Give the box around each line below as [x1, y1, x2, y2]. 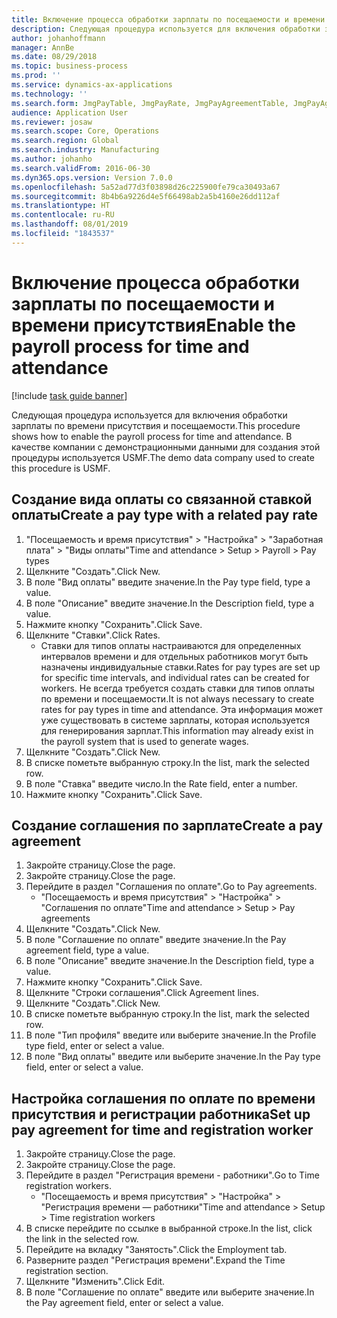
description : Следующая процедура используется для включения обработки [11, 24, 321, 34]
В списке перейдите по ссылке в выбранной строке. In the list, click [25, 1222, 313, 1235]
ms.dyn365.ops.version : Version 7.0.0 [11, 172, 173, 183]
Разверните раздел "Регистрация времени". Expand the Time [25, 1254, 286, 1266]
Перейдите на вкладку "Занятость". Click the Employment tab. [25, 1244, 288, 1256]
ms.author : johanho [11, 154, 93, 164]
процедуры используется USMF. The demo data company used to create [11, 451, 315, 463]
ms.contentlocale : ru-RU [11, 210, 115, 220]
